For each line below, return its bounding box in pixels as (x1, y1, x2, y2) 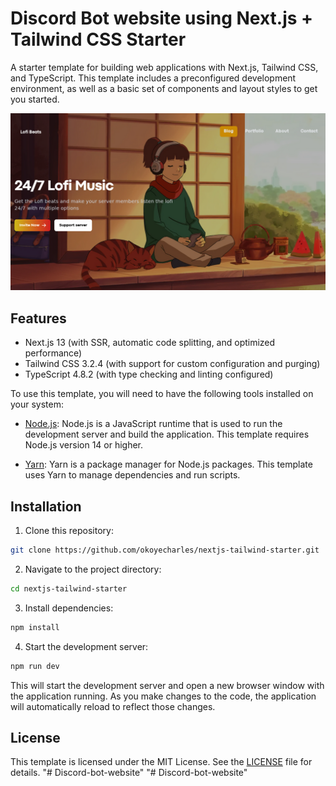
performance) (24, 347, 83, 359)
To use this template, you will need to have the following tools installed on (10, 388, 314, 400)
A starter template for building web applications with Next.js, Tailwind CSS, (10, 61, 319, 73)
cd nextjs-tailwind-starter (10, 583, 128, 594)
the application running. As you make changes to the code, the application (10, 690, 317, 702)
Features (10, 310, 67, 327)
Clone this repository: (24, 525, 114, 537)
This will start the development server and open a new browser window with (10, 679, 325, 691)
